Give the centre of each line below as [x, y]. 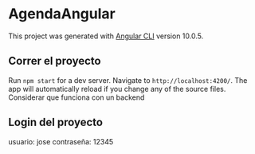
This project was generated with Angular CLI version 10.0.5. [106, 36]
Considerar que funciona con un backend [76, 97]
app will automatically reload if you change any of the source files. [117, 89]
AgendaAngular [62, 14]
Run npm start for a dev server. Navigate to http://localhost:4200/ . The [128, 80]
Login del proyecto [56, 122]
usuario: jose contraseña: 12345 [61, 141]
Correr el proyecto [55, 61]
